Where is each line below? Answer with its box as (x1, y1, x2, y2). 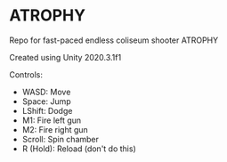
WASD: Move (21, 86, 71, 97)
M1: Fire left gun (21, 115, 82, 126)
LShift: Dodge (21, 105, 73, 116)
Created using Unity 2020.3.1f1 (9, 52, 122, 62)
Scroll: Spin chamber (21, 134, 100, 144)
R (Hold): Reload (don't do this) (21, 143, 136, 154)
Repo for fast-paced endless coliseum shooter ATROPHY (9, 35, 219, 45)
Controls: (9, 69, 43, 80)
